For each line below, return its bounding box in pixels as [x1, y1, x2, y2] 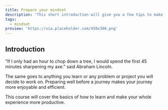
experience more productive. [5, 99, 65, 105]
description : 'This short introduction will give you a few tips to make [5, 12, 163, 17]
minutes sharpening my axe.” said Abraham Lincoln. [5, 64, 113, 70]
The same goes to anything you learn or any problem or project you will [5, 73, 153, 79]
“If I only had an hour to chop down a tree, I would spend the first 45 [5, 58, 147, 64]
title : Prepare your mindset [5, 7, 66, 13]
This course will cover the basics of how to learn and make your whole [5, 94, 152, 100]
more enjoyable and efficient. [5, 84, 66, 90]
